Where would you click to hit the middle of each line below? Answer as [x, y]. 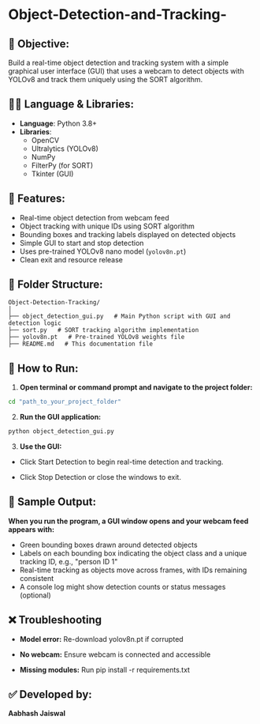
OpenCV [45, 140]
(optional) [35, 595]
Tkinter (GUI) [52, 173]
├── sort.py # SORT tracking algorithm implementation [104, 330]
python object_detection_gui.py [61, 432]
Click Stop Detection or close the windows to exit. [100, 477]
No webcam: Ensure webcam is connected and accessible [115, 654]
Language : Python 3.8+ [58, 123]
